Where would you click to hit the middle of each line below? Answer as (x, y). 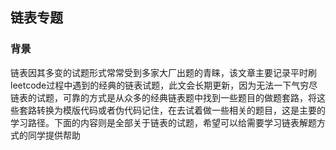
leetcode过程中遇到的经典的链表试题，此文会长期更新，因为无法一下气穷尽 (164, 85)
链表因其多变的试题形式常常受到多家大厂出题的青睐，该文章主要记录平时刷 (163, 72)
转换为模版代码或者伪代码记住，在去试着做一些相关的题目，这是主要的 (181, 110)
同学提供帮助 (54, 135)
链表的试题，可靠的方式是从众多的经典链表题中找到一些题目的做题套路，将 (163, 97)
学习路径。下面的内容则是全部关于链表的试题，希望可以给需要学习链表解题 (163, 122)
